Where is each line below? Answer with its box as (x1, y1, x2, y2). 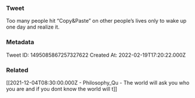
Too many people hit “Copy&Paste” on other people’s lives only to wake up (6, 17, 187, 24)
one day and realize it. (6, 23, 60, 30)
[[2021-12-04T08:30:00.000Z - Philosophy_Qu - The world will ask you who (6, 79, 190, 86)
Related (6, 66, 29, 74)
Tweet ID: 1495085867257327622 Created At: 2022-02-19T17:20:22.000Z (6, 51, 186, 58)
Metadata (6, 38, 34, 46)
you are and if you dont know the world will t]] (6, 85, 117, 92)
